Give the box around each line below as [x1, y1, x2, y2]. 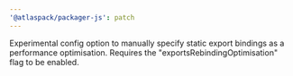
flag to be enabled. [9, 56, 79, 67]
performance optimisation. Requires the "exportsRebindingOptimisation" [9, 46, 278, 58]
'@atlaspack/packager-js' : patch [9, 13, 135, 22]
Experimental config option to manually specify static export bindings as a [9, 38, 285, 48]
